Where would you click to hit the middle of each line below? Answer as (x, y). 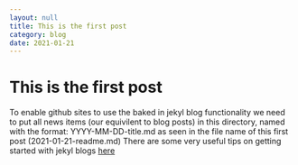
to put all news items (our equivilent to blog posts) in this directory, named (148, 122)
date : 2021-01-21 (42, 43)
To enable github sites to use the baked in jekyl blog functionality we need (148, 113)
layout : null (34, 18)
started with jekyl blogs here (62, 151)
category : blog (38, 34)
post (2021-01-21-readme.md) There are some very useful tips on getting (145, 142)
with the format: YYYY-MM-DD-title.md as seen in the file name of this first (149, 132)
